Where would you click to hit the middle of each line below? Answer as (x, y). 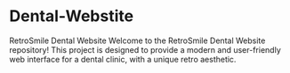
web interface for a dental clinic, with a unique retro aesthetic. (123, 59)
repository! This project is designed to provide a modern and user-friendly (145, 49)
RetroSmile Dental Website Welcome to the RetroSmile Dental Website (137, 40)
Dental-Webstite (72, 16)
